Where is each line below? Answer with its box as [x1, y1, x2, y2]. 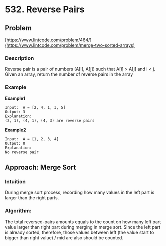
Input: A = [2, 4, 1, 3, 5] [5, 105, 66, 110]
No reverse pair [5, 149, 39, 155]
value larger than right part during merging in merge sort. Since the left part [5, 224, 161, 230]
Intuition [5, 178, 26, 185]
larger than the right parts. [5, 195, 59, 201]
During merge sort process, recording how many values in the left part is [5, 189, 155, 196]
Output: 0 [5, 141, 26, 146]
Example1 [5, 95, 26, 101]
